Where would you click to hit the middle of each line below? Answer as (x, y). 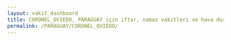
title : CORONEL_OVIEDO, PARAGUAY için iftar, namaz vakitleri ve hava (110, 20)
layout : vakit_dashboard (43, 13)
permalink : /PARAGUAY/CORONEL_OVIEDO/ (63, 26)
